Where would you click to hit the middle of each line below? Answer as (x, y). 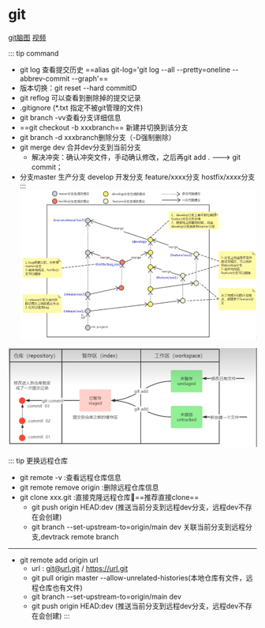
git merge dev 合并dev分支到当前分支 (80, 147)
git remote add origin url (59, 560)
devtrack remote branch (80, 536)
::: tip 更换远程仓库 (38, 460)
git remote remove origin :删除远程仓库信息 (89, 487)
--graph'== (90, 78)
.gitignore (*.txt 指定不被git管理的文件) (81, 108)
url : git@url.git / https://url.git (80, 568)
